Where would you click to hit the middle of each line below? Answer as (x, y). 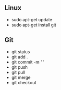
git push (19, 67)
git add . (20, 57)
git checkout (24, 82)
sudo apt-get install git (34, 25)
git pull (18, 72)
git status (21, 52)
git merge (21, 77)
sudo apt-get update (32, 19)
